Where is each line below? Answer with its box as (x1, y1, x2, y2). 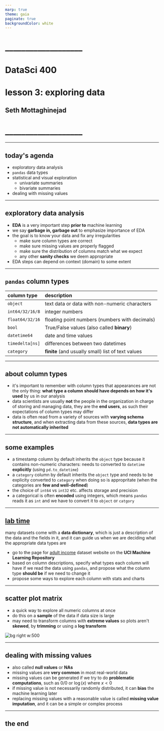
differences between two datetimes (44, 340, 126, 347)
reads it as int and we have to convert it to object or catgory (12, 498, 135, 504)
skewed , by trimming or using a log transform (12, 623, 106, 629)
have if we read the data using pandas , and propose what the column (12, 565, 150, 571)
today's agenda (5, 151, 54, 160)
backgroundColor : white (5, 21, 54, 26)
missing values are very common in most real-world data (12, 669, 128, 675)
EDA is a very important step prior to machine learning (12, 222, 122, 228)
